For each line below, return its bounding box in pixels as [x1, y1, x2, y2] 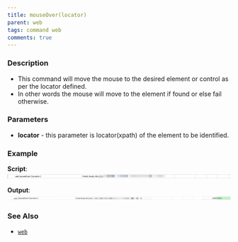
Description [7, 58, 49, 68]
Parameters [7, 114, 48, 124]
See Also [7, 211, 39, 221]
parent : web [7, 18, 42, 26]
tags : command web [7, 26, 62, 33]
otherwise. [17, 97, 50, 106]
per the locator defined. [17, 82, 87, 90]
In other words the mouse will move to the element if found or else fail [17, 89, 222, 98]
